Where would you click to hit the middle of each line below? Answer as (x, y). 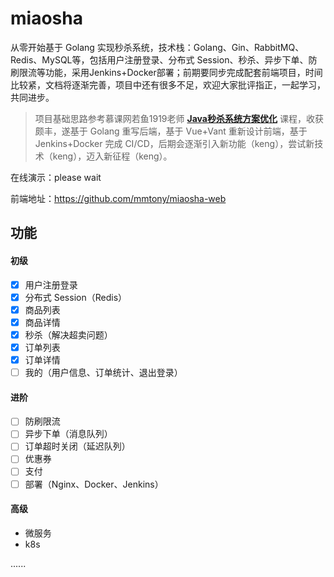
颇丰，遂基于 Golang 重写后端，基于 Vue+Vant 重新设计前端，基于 (171, 131)
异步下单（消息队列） (68, 434)
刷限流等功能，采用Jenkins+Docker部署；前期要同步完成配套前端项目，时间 (166, 72)
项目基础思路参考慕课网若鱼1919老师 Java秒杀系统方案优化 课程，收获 (179, 118)
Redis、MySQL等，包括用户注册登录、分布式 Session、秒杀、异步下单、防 (164, 59)
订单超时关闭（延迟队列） (77, 446)
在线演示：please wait (56, 177)
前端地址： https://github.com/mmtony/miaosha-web (118, 198)
